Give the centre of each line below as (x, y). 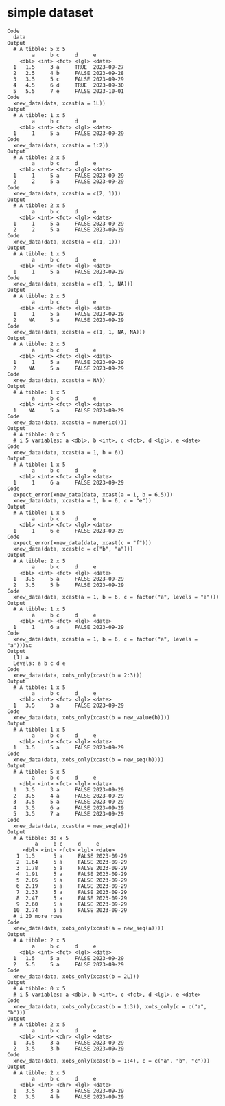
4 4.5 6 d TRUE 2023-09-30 (69, 85)
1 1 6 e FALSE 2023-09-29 (69, 531)
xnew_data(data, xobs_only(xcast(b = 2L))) (76, 976)
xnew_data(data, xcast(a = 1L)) (60, 103)
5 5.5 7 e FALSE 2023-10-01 (69, 91)
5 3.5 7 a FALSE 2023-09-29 (69, 813)
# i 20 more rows (38, 916)
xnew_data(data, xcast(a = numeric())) (70, 422)
